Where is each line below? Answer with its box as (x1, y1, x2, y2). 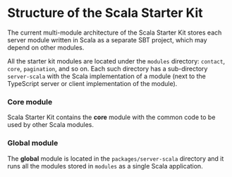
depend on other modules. (7, 43, 85, 51)
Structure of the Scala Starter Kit (7, 5, 203, 21)
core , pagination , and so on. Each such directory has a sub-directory (7, 64, 208, 73)
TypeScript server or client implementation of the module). (7, 79, 178, 87)
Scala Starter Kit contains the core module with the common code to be (7, 113, 216, 121)
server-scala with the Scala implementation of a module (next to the (7, 72, 206, 80)
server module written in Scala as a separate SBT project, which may (7, 35, 207, 44)
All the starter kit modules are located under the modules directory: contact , (7, 56, 226, 65)
